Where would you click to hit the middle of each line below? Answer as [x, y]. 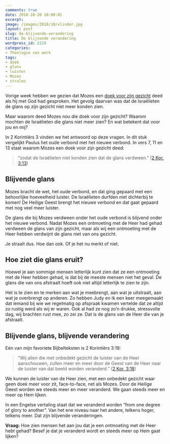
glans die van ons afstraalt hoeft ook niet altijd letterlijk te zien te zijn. [77, 283]
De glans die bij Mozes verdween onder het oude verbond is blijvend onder [84, 218]
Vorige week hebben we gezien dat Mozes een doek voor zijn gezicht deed [84, 95]
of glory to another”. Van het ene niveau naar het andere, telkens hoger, [80, 410]
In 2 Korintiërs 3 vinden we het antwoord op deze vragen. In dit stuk [76, 137]
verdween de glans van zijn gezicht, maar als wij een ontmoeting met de [81, 228]
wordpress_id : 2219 [26, 43]
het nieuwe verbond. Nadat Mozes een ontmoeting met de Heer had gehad [84, 223]
